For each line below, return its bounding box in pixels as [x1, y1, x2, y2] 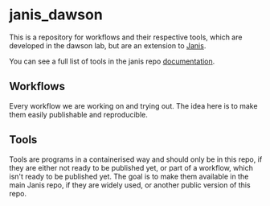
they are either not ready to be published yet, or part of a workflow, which [9, 163, 254, 172]
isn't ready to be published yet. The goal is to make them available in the [9, 171, 249, 181]
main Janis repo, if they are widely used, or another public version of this [9, 179, 252, 190]
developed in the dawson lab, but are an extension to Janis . [9, 40, 207, 50]
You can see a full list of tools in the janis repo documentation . [9, 56, 215, 66]
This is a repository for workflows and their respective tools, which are [9, 32, 243, 42]
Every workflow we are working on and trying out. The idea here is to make [9, 101, 258, 110]
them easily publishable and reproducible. [9, 109, 148, 119]
